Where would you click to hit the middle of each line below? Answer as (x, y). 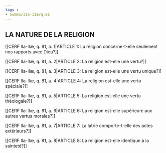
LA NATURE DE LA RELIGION (50, 35)
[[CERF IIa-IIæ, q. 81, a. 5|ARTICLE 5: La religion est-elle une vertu (73, 96)
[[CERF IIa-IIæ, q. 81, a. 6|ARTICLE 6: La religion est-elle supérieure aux (79, 111)
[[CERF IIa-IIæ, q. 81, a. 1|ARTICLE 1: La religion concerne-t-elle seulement (82, 47)
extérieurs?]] (18, 131)
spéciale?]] (17, 86)
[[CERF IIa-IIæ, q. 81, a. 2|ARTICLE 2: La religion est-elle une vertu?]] (76, 62)
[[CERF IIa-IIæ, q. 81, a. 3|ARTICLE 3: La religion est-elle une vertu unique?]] (83, 71)
